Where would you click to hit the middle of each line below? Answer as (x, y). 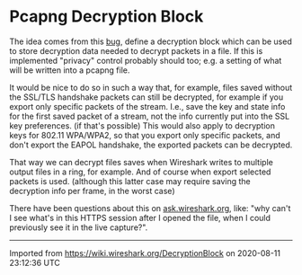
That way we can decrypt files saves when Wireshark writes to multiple (142, 162)
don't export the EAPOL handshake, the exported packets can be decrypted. (151, 145)
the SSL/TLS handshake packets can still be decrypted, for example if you (147, 97)
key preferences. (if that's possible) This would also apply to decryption (142, 125)
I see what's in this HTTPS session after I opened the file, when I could (140, 217)
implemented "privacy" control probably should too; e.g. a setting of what (146, 60)
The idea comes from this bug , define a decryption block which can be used (151, 41)
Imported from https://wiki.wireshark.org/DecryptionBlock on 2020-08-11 (145, 253)
